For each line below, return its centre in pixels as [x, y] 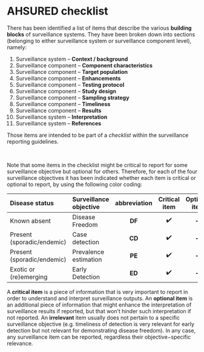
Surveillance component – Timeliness [63, 104]
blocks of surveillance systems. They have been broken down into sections [101, 34]
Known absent [30, 221]
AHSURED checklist [58, 11]
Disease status [32, 203]
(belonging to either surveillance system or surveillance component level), [99, 41]
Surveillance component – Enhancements [68, 78]
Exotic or [22, 269]
